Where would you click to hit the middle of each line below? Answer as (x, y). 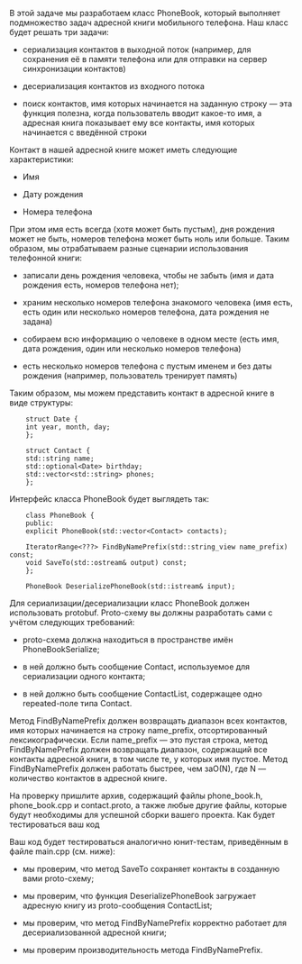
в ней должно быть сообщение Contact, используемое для (136, 667)
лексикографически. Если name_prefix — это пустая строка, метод (138, 740)
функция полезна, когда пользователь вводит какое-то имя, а (142, 113)
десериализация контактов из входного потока (114, 86)
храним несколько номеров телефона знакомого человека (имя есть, (157, 302)
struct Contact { (58, 450)
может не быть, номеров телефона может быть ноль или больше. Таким (150, 239)
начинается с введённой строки (84, 132)
